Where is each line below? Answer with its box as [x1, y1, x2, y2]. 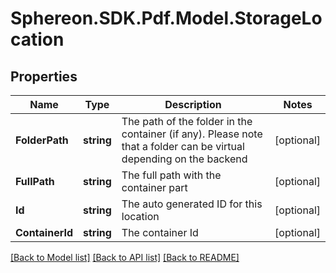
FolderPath [15, 133, 69, 147]
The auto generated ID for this [121, 197, 263, 211]
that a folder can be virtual [121, 140, 245, 153]
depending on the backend [121, 152, 248, 166]
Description [164, 98, 222, 111]
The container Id [121, 226, 199, 239]
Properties [10, 68, 78, 85]
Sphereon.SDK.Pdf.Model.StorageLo [10, 7, 323, 30]
